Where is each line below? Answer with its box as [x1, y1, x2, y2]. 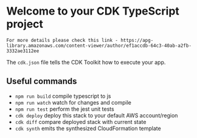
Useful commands [6, 76, 77, 86]
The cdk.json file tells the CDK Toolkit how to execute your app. [6, 58, 166, 66]
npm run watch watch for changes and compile [15, 98, 132, 106]
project [6, 17, 44, 31]
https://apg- [120, 37, 154, 43]
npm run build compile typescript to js [15, 92, 111, 100]
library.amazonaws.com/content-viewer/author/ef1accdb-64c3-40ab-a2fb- [6, 43, 192, 49]
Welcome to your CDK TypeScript [6, 4, 179, 18]
